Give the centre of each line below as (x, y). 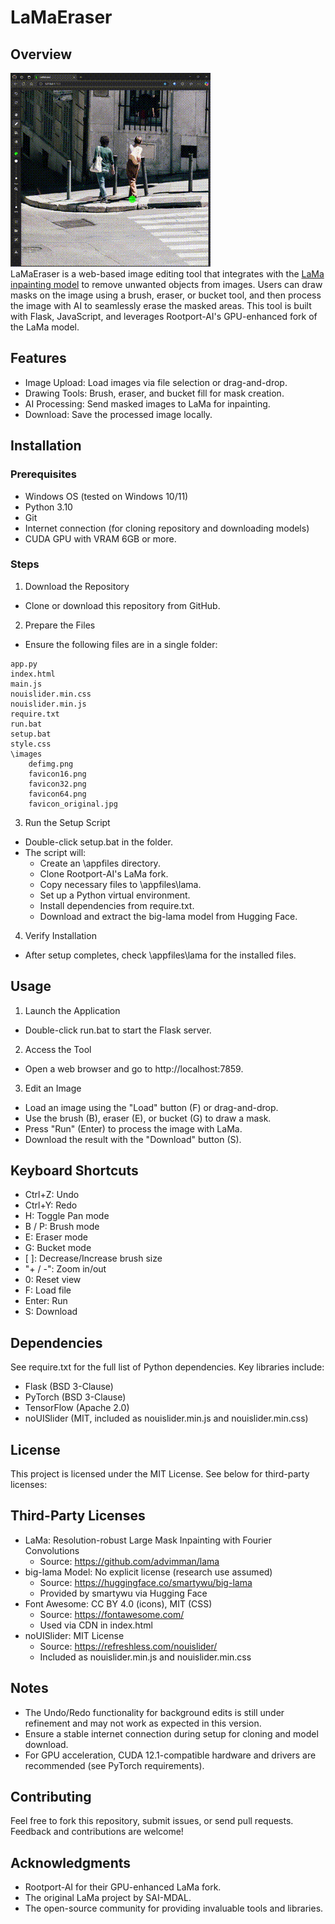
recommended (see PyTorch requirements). (114, 1765)
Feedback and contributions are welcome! (97, 1832)
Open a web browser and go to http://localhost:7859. (134, 1068)
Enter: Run (46, 1301)
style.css (31, 744)
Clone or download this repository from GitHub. (122, 605)
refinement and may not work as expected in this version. (143, 1723)
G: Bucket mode (58, 1248)
